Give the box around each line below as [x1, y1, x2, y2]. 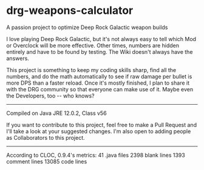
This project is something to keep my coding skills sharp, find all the [6, 66, 177, 73]
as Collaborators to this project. [6, 134, 85, 141]
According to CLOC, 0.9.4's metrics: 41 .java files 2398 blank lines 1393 [6, 151, 185, 159]
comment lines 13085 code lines [6, 158, 87, 165]
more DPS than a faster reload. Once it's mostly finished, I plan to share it [6, 79, 190, 87]
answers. [6, 54, 29, 62]
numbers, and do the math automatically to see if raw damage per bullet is [6, 73, 192, 80]
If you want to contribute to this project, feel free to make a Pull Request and [6, 121, 197, 128]
